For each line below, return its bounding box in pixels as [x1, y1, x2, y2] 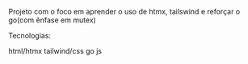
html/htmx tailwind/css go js [8, 46, 103, 55]
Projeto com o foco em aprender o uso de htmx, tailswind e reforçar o [8, 7, 241, 16]
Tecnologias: [8, 31, 51, 40]
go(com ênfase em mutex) [8, 15, 97, 25]
